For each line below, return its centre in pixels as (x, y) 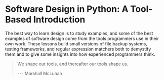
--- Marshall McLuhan (40, 73)
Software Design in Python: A (67, 9)
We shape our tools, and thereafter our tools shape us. (73, 64)
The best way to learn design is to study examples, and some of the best (79, 33)
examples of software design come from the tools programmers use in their (82, 39)
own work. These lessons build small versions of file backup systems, (76, 43)
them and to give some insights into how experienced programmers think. (80, 54)
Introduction (59, 20)
